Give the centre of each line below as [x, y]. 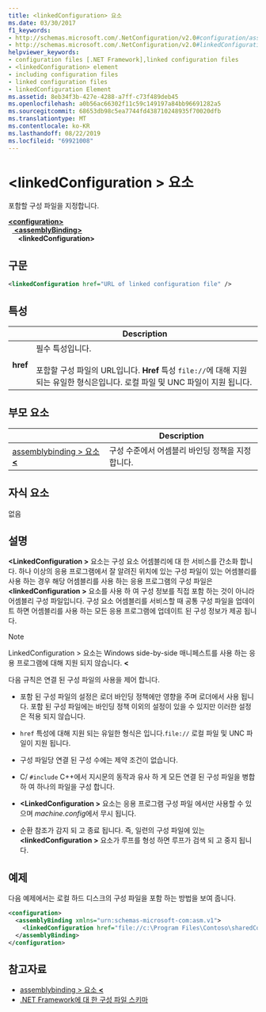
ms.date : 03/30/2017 [42, 23]
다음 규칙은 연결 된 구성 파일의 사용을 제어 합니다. [84, 680]
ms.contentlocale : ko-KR [49, 126]
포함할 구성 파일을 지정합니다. [54, 206]
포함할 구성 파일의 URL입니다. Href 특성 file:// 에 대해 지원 [141, 370]
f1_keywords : [30, 30]
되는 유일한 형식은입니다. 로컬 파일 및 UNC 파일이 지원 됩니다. [144, 382]
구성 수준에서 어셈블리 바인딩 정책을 [172, 450]
